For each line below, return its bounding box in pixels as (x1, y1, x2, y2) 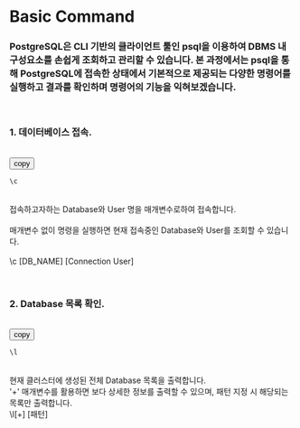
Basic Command (9, 6, 136, 27)
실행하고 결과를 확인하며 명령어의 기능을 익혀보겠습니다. (9, 81, 237, 94)
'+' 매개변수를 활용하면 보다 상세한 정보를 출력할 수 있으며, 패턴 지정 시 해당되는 (9, 386, 289, 396)
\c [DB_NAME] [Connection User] (9, 256, 134, 266)
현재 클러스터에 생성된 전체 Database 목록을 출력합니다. (9, 375, 206, 386)
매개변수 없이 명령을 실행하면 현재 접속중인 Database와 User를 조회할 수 (9, 224, 265, 236)
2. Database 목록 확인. (9, 297, 106, 310)
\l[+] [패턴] (9, 408, 48, 419)
